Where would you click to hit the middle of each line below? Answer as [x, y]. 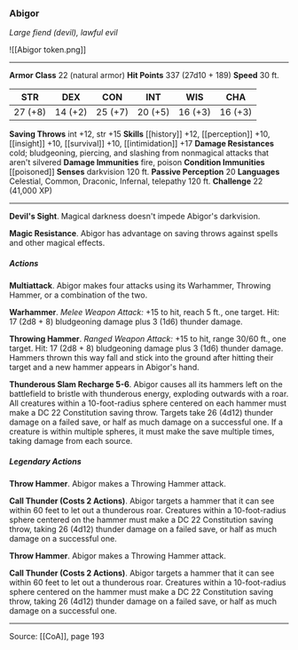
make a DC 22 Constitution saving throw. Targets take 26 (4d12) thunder [141, 413]
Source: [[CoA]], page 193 [57, 637]
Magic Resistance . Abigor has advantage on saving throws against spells [144, 234]
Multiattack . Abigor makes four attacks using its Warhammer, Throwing [140, 286]
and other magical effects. [57, 243]
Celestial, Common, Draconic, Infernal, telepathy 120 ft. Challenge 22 [136, 181]
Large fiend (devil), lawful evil [63, 33]
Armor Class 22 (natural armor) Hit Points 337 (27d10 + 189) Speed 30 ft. [144, 75]
